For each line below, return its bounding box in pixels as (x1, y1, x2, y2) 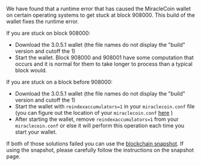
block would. (14, 67, 47, 74)
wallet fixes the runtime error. (6, 18, 79, 25)
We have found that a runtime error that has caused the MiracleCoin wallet (6, 5, 191, 12)
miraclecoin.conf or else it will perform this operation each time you (14, 122, 185, 129)
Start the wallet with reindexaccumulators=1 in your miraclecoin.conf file (14, 103, 195, 110)
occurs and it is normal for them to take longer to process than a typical (14, 60, 193, 67)
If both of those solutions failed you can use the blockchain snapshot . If (6, 140, 184, 147)
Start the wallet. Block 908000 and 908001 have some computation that (14, 54, 194, 61)
